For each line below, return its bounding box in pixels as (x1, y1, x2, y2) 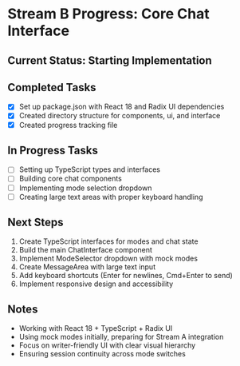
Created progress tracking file (18, 120, 118, 129)
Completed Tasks (7, 81, 96, 94)
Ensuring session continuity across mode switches (18, 349, 187, 359)
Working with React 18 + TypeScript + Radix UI (18, 324, 173, 333)
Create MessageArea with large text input (18, 262, 156, 272)
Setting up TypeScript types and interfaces (18, 165, 161, 174)
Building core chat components (18, 173, 123, 184)
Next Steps (7, 216, 64, 229)
